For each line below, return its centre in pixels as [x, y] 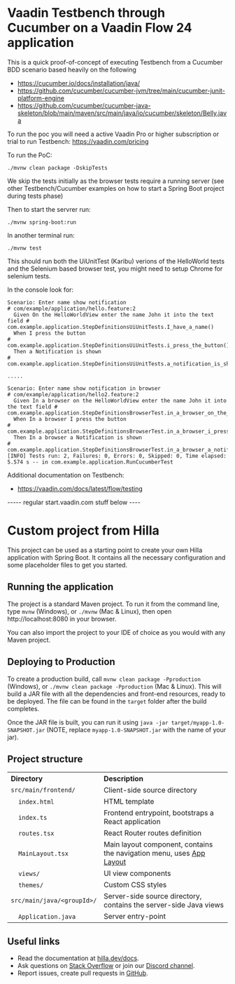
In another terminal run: [41, 235]
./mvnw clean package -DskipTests [58, 168]
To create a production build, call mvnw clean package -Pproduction [104, 679]
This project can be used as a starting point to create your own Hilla [105, 550]
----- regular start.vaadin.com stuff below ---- [74, 502]
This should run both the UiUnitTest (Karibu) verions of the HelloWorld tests [116, 261]
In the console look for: [41, 290]
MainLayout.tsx [43, 854]
